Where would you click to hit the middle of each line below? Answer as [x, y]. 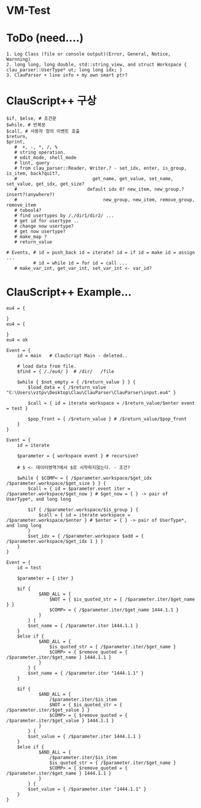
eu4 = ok [17, 340]
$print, [16, 142]
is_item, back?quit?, [33, 174]
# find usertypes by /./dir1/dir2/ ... [64, 216]
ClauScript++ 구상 [51, 101]
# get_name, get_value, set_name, [94, 179]
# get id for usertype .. [47, 221]
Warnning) [19, 60]
